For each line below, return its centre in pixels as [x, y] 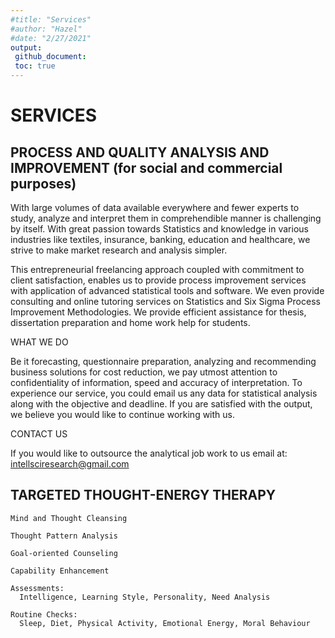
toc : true [35, 66]
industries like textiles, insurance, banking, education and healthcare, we [160, 239]
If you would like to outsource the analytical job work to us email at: [149, 453]
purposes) [43, 183]
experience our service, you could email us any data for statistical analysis [164, 393]
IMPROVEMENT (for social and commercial [146, 167]
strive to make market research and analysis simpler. [119, 250]
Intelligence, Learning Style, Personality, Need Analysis [145, 597]
